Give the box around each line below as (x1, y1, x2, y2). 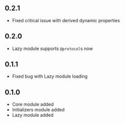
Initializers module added (12, 107, 65, 113)
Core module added (12, 101, 54, 107)
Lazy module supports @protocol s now (12, 45, 93, 51)
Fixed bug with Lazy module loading (12, 73, 88, 80)
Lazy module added (12, 112, 54, 118)
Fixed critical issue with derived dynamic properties (12, 17, 120, 23)
